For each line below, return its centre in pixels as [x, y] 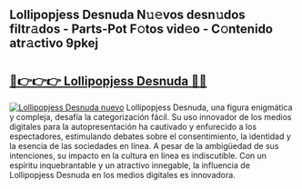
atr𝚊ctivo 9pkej [54, 43]
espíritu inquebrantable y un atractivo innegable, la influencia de [130, 165]
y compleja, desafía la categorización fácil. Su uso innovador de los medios [151, 117]
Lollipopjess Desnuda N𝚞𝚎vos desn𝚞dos [127, 15]
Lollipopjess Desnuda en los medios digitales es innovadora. [123, 175]
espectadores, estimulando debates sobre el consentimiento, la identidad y [150, 136]
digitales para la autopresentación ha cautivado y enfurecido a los [133, 127]
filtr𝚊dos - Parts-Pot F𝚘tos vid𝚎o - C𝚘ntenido [141, 30]
